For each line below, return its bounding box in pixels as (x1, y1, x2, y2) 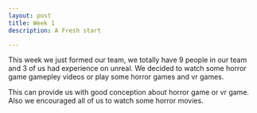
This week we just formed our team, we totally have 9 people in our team (8, 55, 247, 64)
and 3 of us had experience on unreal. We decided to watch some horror (8, 64, 247, 73)
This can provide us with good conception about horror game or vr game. (8, 88, 249, 97)
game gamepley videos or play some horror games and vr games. (8, 72, 224, 82)
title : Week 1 (8, 19, 56, 27)
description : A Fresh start (8, 26, 102, 34)
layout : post (8, 11, 52, 20)
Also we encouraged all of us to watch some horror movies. (8, 96, 204, 106)
